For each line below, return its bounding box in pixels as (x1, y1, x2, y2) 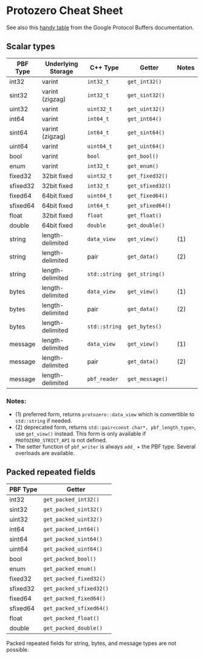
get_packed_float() (43, 615, 100, 621)
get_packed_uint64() (43, 545, 103, 553)
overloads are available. (15, 450, 75, 457)
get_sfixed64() (127, 202, 171, 209)
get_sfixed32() (127, 182, 171, 189)
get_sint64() (127, 129, 165, 136)
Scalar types (6, 41, 56, 52)
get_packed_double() (43, 624, 103, 632)
